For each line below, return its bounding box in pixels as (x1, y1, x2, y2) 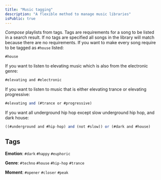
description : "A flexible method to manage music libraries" (5, 12, 131, 16)
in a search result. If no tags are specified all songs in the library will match (5, 34, 155, 40)
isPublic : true (5, 16, 36, 21)
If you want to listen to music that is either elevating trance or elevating (5, 86, 147, 92)
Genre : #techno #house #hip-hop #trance (5, 160, 85, 165)
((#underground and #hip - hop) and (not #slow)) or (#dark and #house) (5, 124, 151, 129)
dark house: (5, 115, 29, 120)
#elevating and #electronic (5, 78, 62, 82)
